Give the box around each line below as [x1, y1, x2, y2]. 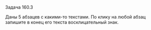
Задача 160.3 [5, 4, 33, 10]
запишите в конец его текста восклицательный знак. [5, 19, 119, 25]
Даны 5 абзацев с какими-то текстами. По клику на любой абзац [5, 14, 146, 19]
